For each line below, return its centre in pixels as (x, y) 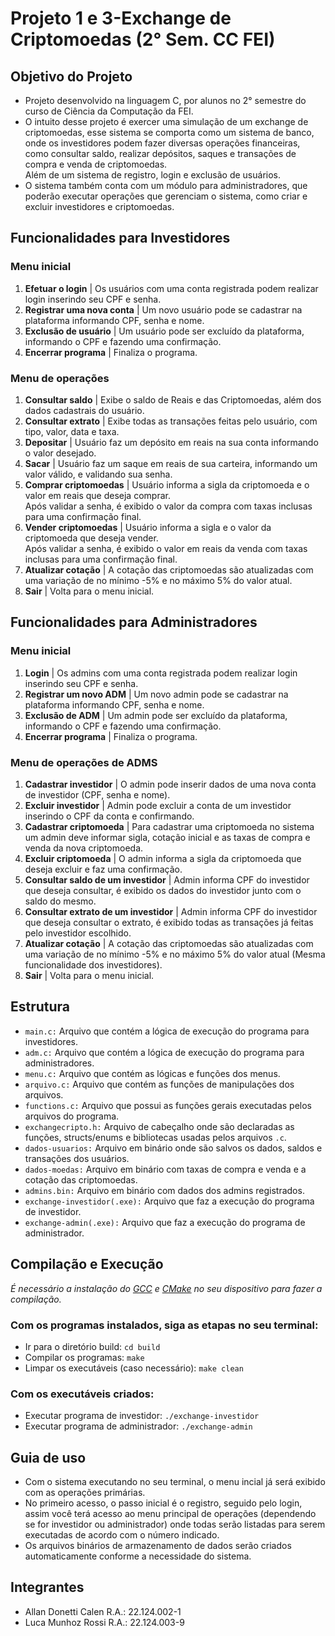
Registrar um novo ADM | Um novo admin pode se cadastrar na (156, 694)
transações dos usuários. (77, 1158)
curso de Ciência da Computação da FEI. (109, 111)
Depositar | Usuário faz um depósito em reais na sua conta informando (171, 442)
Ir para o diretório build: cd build (92, 1346)
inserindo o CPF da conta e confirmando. (109, 816)
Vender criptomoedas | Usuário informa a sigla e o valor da (148, 527)
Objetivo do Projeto (71, 76)
